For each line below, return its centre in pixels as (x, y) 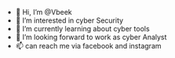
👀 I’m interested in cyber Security (69, 20)
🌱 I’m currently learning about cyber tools (83, 29)
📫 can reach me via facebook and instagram (89, 46)
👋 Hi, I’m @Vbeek (44, 12)
